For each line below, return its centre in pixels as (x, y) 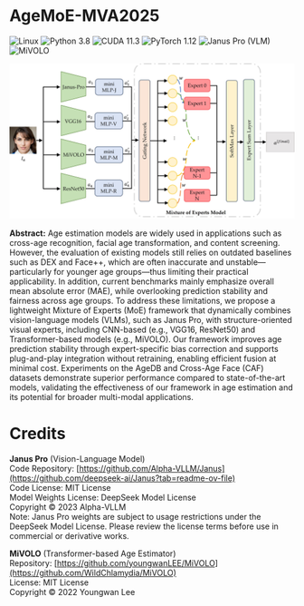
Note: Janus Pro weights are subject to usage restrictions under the (135, 516)
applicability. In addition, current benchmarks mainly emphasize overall (142, 281)
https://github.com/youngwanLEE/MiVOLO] (138, 562)
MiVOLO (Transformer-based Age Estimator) (93, 553)
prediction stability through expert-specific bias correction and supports (144, 348)
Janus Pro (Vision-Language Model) (77, 458)
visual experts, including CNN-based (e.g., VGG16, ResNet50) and (133, 329)
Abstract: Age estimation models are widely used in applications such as (146, 233)
